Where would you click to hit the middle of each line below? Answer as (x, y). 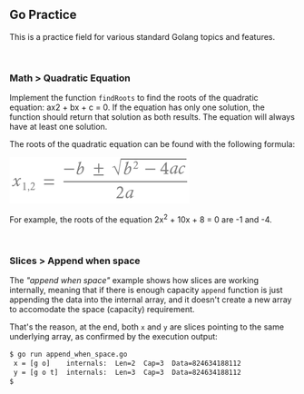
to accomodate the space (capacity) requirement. (102, 310)
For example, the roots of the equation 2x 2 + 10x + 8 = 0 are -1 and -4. (141, 219)
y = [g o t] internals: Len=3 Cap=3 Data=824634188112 (127, 373)
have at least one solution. (59, 127)
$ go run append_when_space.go (69, 355)
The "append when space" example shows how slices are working (134, 281)
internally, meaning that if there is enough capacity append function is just (146, 291)
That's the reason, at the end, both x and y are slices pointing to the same (147, 327)
